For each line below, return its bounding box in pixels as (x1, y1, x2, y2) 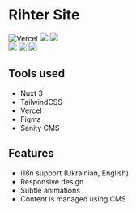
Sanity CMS (19, 123, 60, 132)
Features (8, 146, 54, 160)
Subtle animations (19, 185, 81, 195)
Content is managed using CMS (19, 193, 127, 204)
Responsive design (19, 176, 84, 186)
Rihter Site (8, 6, 80, 24)
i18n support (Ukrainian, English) (19, 168, 130, 178)
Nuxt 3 (19, 88, 43, 98)
